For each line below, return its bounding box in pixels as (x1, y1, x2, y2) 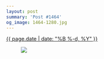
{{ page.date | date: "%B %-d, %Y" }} (6, 36, 98, 43)
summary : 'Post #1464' (6, 14, 62, 20)
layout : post (6, 8, 38, 15)
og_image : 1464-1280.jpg (6, 19, 67, 25)
